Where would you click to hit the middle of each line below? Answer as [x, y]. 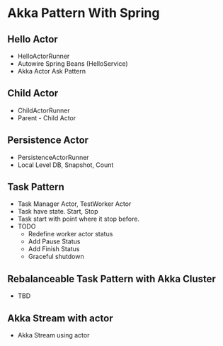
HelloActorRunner [44, 56]
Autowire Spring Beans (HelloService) [73, 64]
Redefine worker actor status [70, 234]
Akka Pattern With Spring [84, 13]
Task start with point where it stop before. [79, 219]
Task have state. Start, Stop [58, 212]
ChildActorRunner [44, 110]
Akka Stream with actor [60, 318]
